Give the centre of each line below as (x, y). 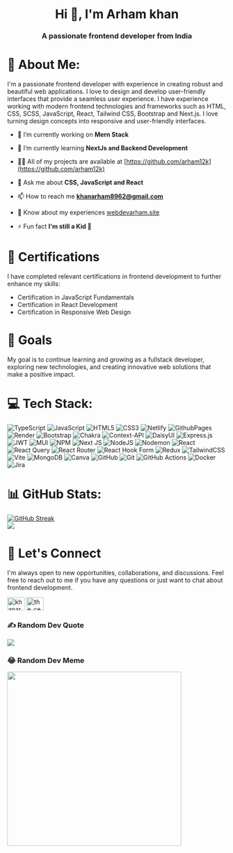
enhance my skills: (34, 283)
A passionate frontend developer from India (117, 36)
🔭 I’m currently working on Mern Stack (73, 134)
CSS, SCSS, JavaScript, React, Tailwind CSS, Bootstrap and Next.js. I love (113, 114)
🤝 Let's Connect (54, 553)
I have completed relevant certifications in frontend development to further (114, 276)
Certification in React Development (67, 304)
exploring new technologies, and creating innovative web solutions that (109, 367)
